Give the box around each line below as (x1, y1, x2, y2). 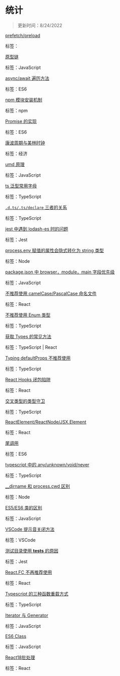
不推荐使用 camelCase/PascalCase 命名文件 (5, 290, 97, 296)
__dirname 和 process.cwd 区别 (5, 483, 71, 489)
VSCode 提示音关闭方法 (5, 526, 54, 532)
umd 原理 (5, 161, 25, 167)
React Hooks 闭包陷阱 (5, 376, 51, 382)
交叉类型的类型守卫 (5, 398, 45, 404)
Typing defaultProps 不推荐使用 (5, 355, 71, 361)
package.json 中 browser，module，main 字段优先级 (5, 269, 115, 275)
